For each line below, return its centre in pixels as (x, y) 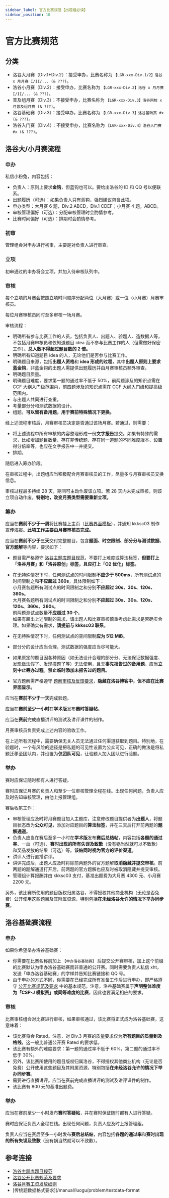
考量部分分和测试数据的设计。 (43, 406)
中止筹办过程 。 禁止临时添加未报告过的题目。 (63, 670)
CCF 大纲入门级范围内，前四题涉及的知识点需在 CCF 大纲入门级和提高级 (87, 387)
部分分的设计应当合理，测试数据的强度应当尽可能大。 (68, 647)
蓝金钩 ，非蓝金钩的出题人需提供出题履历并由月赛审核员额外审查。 (81, 368)
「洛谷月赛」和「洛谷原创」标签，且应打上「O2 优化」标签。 (76, 564)
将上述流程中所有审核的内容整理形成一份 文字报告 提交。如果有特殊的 (83, 434)
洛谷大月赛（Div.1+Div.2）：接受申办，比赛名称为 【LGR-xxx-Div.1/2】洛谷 (87, 74)
